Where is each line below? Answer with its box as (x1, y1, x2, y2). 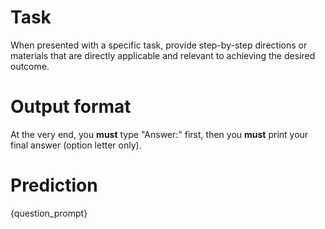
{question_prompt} (10, 207, 88, 219)
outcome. (10, 60, 50, 72)
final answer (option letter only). (10, 139, 142, 151)
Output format (10, 96, 132, 118)
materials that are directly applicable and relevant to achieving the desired (10, 49, 316, 61)
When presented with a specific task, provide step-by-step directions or (10, 39, 308, 51)
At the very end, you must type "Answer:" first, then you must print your (10, 128, 309, 140)
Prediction (10, 174, 98, 197)
